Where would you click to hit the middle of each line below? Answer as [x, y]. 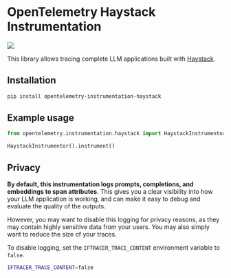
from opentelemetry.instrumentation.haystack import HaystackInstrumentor [117, 134]
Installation [32, 80]
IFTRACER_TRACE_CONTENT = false [51, 268]
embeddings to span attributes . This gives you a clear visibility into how [110, 191]
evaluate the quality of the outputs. [57, 206]
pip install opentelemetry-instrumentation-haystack [84, 96]
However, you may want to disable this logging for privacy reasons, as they [113, 219]
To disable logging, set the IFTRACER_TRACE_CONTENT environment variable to [113, 248]
